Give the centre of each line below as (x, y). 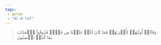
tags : (10, 9)
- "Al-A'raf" (20, 18)
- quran (15, 14)
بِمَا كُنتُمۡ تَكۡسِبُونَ (34, 37)
